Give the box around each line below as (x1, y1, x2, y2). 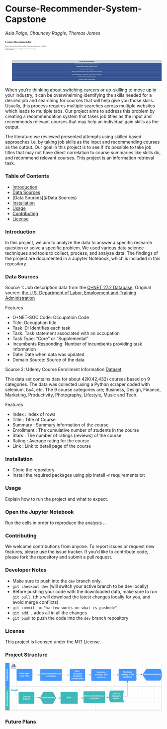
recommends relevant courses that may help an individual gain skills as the (5, 119, 159, 125)
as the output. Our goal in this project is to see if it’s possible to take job (5, 144, 152, 150)
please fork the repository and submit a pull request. (5, 554, 113, 560)
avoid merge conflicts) (12, 599, 59, 605)
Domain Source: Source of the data (12, 357, 85, 363)
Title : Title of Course (12, 417, 56, 423)
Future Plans (5, 719, 36, 726)
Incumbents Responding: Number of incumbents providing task (12, 341, 143, 347)
